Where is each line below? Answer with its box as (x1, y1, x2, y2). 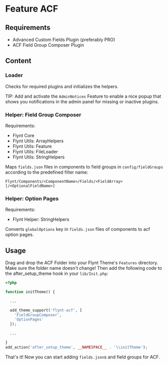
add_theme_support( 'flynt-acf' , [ (10, 307, 82, 313)
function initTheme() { (5, 289, 55, 294)
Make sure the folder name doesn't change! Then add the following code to (5, 265, 162, 271)
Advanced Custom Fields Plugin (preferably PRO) (12, 36, 116, 43)
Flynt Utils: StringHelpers (12, 154, 65, 160)
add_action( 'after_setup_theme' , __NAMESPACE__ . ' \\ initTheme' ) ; (5, 345, 148, 350)
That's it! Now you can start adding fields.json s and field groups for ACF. (5, 354, 160, 360)
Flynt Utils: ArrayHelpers (12, 138, 64, 144)
